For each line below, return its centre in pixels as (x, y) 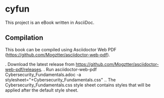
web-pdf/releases (23, 69)
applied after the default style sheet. (42, 90)
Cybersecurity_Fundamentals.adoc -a (43, 75)
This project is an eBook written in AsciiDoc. (50, 22)
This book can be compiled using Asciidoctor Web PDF (61, 49)
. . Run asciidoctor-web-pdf (69, 69)
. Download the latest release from (40, 64)
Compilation (24, 38)
